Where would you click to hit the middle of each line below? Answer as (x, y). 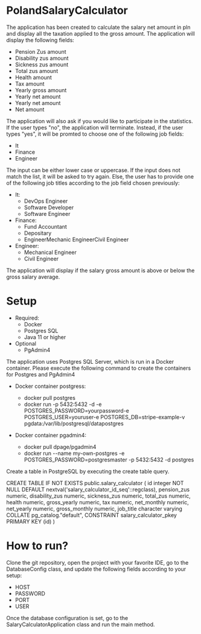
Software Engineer (47, 214)
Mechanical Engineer (50, 252)
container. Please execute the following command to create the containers (99, 368)
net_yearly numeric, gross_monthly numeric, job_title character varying (94, 509)
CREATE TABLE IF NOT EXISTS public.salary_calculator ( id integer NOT (95, 483)
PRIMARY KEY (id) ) (31, 521)
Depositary (38, 233)
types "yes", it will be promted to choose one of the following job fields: (95, 134)
